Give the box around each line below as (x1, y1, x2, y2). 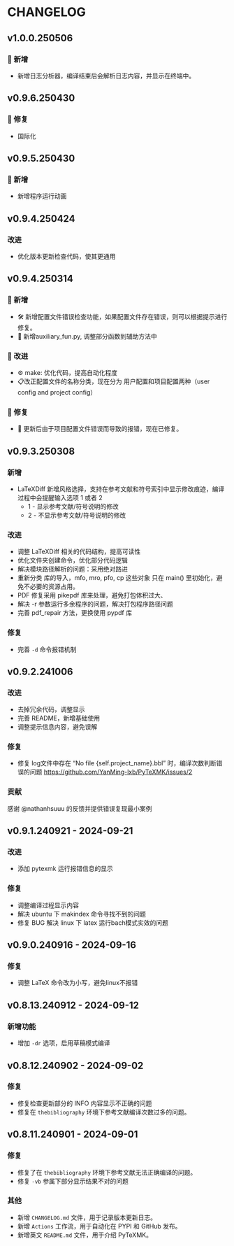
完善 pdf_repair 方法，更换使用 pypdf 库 (17, 609, 133, 617)
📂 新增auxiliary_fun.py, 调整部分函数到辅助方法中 (17, 332, 157, 340)
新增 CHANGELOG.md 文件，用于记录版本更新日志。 (17, 1213, 157, 1222)
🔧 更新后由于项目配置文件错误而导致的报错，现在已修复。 (17, 425, 183, 433)
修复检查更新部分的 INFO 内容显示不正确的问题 (17, 1099, 152, 1107)
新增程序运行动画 (17, 192, 67, 200)
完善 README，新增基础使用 (17, 714, 100, 723)
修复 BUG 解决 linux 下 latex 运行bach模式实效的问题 (17, 918, 169, 927)
